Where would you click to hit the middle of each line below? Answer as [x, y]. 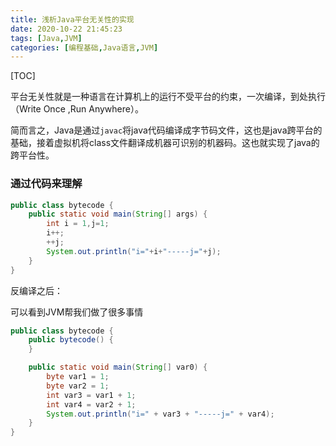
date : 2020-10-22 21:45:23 [66, 29]
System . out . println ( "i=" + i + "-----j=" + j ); [134, 251]
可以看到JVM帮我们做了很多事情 [77, 312]
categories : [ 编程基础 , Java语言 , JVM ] [84, 47]
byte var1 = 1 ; [78, 377]
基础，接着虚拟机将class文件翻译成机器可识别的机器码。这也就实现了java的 [165, 143]
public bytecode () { [71, 340]
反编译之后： [36, 290]
